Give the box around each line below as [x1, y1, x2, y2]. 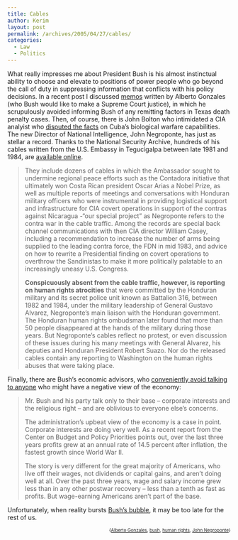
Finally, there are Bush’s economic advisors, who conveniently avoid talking [7, 374, 228, 384]
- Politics [13, 50, 46, 58]
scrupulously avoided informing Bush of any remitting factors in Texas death [7, 107, 230, 116]
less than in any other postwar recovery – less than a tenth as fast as [24, 484, 225, 492]
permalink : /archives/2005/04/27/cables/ [7, 30, 132, 38]
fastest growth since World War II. [24, 448, 124, 456]
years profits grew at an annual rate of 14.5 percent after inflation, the [24, 440, 228, 448]
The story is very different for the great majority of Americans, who [24, 461, 221, 470]
